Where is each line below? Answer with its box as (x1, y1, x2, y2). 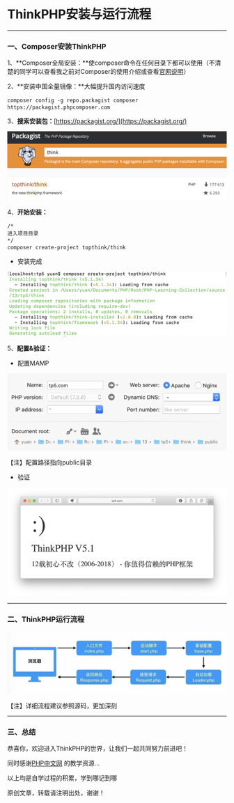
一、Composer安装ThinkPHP (7, 41, 107, 51)
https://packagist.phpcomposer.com (7, 104, 111, 111)
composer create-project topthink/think (7, 244, 127, 251)
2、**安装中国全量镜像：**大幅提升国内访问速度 (7, 82, 146, 91)
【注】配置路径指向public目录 (7, 458, 93, 467)
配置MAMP (17, 359, 49, 367)
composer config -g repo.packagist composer (7, 97, 139, 104)
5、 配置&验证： (7, 344, 52, 352)
